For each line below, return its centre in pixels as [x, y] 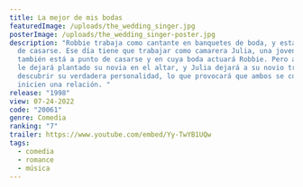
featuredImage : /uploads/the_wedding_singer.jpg [102, 26]
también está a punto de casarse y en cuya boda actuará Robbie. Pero [153, 59]
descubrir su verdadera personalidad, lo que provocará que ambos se [151, 76]
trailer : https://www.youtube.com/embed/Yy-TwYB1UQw [110, 135]
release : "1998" [40, 93]
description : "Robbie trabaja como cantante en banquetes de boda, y [143, 43]
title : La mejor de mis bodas [66, 18]
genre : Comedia [38, 118]
